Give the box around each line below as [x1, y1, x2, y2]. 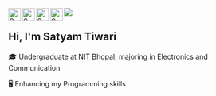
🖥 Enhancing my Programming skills [8, 79, 126, 88]
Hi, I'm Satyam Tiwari [8, 30, 117, 44]
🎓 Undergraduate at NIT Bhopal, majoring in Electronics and [8, 52, 209, 61]
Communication [8, 63, 61, 72]
